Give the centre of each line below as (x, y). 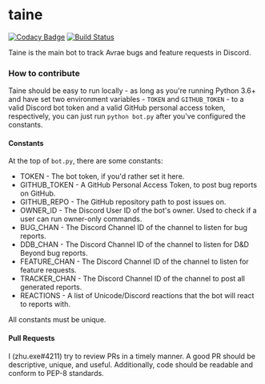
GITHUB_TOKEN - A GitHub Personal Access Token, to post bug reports (139, 185)
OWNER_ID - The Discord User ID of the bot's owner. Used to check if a (139, 211)
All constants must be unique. (57, 320)
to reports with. (45, 304)
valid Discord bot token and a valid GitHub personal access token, (117, 108)
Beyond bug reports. (54, 253)
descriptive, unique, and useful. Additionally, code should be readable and (131, 364)
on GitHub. (38, 193)
